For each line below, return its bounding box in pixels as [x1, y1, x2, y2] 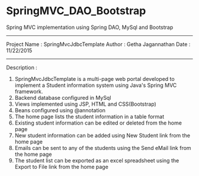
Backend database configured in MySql [14, 94, 111, 101]
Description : [6, 64, 37, 71]
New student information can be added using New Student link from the [14, 132, 191, 139]
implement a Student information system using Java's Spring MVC [14, 82, 177, 89]
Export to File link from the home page [14, 163, 108, 170]
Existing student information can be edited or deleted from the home [14, 119, 182, 126]
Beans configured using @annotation [14, 106, 105, 113]
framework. [14, 87, 43, 95]
